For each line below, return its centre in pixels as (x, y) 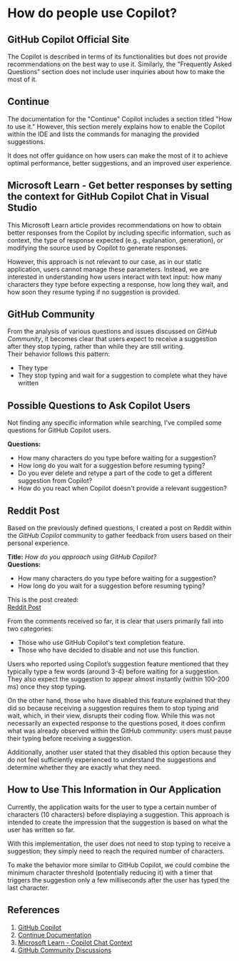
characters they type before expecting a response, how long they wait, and (118, 284)
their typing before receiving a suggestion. (70, 738)
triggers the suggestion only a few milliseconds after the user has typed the (118, 880)
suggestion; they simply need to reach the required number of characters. (116, 851)
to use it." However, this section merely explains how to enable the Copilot (116, 126)
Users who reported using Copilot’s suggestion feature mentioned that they (118, 664)
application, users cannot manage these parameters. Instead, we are (108, 269)
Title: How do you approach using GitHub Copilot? (82, 557)
